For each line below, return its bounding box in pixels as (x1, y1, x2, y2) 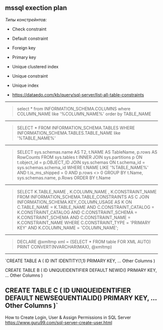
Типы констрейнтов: (5, 16, 47, 22)
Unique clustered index (12, 63, 59, 69)
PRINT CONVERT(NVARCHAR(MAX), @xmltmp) (16, 244, 113, 250)
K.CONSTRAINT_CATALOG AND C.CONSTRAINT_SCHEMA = (16, 209, 138, 215)
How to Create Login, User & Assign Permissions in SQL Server (5, 314, 131, 320)
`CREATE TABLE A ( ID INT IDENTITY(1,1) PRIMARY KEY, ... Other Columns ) (5, 258, 155, 264)
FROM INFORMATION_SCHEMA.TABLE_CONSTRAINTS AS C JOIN (16, 194, 149, 200)
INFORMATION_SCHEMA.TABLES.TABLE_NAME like (16, 130, 121, 136)
